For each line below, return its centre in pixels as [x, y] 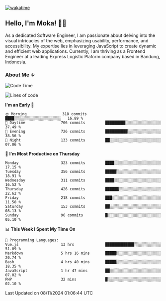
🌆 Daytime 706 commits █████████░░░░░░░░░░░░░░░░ [83, 123]
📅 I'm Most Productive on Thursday [42, 154]
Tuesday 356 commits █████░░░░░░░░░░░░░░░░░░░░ [83, 172]
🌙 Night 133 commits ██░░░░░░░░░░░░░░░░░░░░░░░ [83, 140]
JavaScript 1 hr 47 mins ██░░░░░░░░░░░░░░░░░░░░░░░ [83, 271]
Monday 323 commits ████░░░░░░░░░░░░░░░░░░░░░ [83, 163]
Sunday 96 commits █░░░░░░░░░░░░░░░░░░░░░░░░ [83, 215]
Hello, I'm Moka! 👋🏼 [36, 23]
